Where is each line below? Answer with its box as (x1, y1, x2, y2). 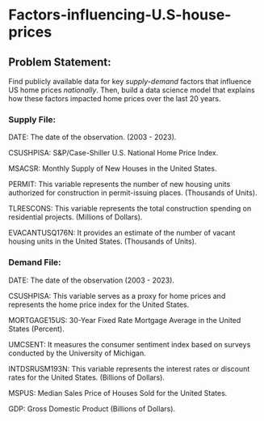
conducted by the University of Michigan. (8, 348, 147, 358)
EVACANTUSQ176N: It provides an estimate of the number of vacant (8, 228, 236, 238)
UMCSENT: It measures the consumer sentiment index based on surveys (8, 339, 251, 349)
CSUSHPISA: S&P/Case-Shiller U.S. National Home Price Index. (8, 148, 219, 158)
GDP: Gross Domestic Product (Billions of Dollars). (8, 403, 176, 414)
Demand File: (8, 257, 62, 268)
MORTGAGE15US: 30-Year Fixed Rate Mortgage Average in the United (8, 315, 241, 325)
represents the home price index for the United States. (8, 300, 190, 309)
